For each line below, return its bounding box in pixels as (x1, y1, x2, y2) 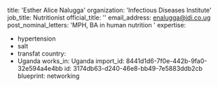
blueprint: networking (17, 72, 80, 80)
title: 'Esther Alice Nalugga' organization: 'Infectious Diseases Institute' (7, 6, 212, 14)
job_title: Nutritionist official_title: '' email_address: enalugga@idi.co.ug (7, 13, 211, 22)
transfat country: (17, 49, 67, 58)
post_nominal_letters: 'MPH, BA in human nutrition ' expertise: (7, 21, 186, 29)
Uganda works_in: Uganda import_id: (17, 57, 125, 65)
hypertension (17, 34, 56, 43)
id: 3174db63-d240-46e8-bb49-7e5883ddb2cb (64, 65, 203, 72)
